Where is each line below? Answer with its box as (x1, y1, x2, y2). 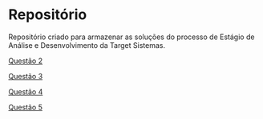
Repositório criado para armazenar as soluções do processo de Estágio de (8, 32, 255, 42)
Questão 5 (8, 102, 42, 112)
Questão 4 (8, 86, 43, 97)
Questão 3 (8, 71, 43, 81)
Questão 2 (8, 56, 42, 65)
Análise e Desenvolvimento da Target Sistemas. (8, 40, 166, 50)
